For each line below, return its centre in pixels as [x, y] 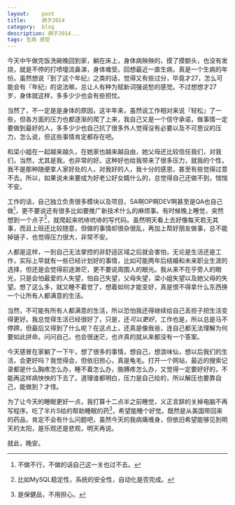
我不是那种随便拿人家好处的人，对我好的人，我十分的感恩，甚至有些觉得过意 [117, 170]
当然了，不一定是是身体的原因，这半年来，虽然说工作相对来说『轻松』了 [111, 111]
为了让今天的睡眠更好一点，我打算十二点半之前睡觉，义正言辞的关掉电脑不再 [117, 402]
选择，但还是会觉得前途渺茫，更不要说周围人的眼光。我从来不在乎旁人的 [111, 270]
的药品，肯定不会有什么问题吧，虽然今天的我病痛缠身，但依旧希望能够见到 [114, 420]
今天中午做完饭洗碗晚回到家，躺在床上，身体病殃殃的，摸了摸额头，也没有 [114, 61]
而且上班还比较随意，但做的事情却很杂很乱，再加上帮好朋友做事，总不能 [123, 228]
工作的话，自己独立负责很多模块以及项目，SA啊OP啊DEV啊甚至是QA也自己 [115, 202]
